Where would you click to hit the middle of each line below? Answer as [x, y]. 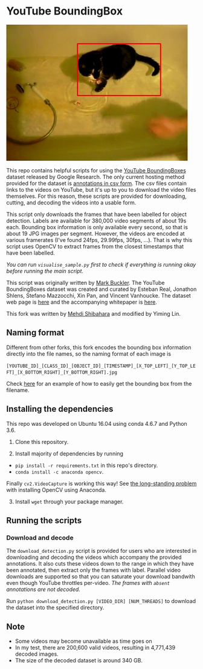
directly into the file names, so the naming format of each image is [89, 354]
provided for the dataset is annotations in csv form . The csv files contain [97, 183]
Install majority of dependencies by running [69, 453]
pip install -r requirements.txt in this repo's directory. [86, 465]
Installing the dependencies [60, 409]
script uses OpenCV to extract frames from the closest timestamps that [95, 246]
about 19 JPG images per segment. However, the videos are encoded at [96, 233]
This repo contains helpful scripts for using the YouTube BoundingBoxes [96, 170]
